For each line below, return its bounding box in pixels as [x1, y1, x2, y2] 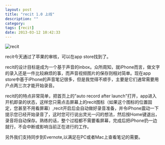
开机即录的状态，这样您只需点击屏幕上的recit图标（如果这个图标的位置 [5, 99, 148, 105]
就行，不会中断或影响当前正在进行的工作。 [5, 124, 92, 129]
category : [5, 21, 26, 26]
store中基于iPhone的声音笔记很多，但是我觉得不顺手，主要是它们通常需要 [5, 77, 155, 82]
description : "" [5, 16, 38, 21]
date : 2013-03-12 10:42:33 [5, 30, 61, 35]
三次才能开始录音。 [18, 83, 57, 88]
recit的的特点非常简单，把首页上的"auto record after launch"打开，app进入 [5, 93, 157, 99]
